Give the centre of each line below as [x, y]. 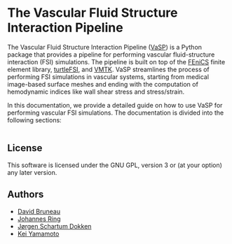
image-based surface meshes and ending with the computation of [103, 84]
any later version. [32, 172]
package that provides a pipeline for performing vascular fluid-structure [111, 55]
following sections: [34, 120]
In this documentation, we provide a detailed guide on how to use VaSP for [115, 105]
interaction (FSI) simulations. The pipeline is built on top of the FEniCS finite [116, 62]
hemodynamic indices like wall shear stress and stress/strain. [96, 92]
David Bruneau [39, 211]
